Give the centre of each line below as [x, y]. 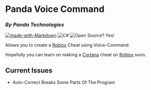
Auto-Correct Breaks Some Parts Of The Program [64, 83]
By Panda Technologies [35, 25]
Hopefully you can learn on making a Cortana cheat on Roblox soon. [76, 55]
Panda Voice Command [55, 9]
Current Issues [29, 70]
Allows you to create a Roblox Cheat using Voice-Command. [67, 45]
